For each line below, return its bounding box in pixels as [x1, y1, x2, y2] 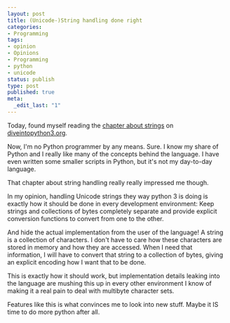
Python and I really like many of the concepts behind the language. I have [7, 149, 219, 158]
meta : [7, 96, 23, 103]
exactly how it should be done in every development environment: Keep [7, 199, 215, 208]
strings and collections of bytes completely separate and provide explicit [7, 207, 217, 215]
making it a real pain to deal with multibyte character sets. [7, 286, 175, 295]
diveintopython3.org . [7, 128, 68, 137]
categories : [7, 23, 42, 30]
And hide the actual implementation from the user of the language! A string [7, 228, 224, 236]
